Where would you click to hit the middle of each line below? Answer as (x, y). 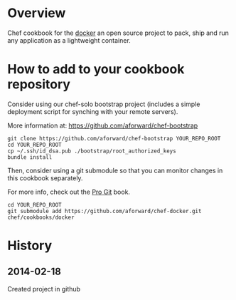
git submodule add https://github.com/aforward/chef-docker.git (104, 211)
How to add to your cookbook (96, 69)
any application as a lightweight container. (69, 40)
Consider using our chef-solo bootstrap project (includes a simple (104, 104)
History (30, 245)
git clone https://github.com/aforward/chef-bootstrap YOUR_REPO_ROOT (114, 138)
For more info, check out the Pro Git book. (69, 192)
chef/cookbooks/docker (41, 217)
